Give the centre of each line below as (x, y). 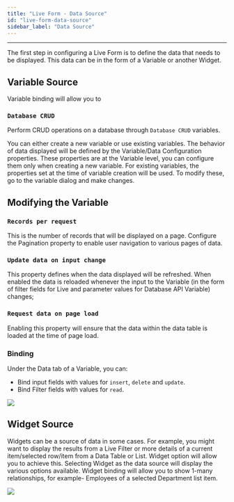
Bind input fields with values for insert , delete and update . (101, 382)
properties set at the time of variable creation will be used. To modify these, (116, 173)
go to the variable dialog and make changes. (71, 181)
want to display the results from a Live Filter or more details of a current (110, 448)
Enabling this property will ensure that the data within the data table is (107, 328)
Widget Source (40, 424)
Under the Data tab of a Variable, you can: (68, 369)
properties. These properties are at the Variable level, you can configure (111, 159)
